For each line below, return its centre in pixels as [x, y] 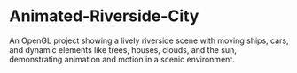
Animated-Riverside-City [104, 16]
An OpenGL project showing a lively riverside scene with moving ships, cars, [149, 40]
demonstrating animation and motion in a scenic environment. [122, 59]
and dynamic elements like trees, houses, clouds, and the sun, [123, 49]
